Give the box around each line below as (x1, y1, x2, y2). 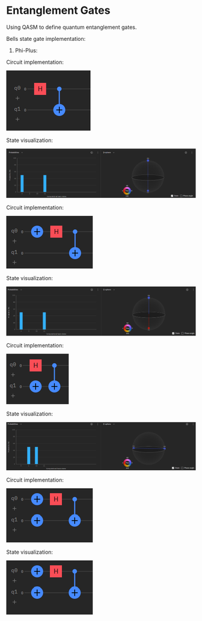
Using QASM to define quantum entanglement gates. (6, 23, 137, 31)
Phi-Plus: (14, 46, 38, 54)
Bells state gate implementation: (6, 35, 86, 42)
